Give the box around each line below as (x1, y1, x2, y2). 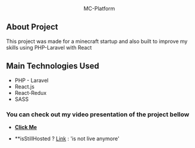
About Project (6, 22, 58, 32)
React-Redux (14, 89, 47, 96)
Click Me (14, 123, 37, 130)
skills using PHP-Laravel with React (6, 44, 92, 51)
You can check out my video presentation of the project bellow (6, 110, 190, 119)
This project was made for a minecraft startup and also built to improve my (6, 38, 188, 45)
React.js (14, 83, 35, 90)
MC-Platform (83, 5, 115, 12)
